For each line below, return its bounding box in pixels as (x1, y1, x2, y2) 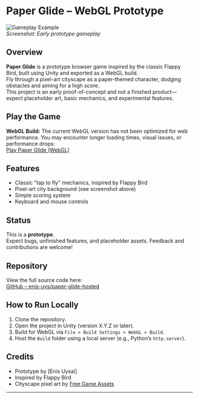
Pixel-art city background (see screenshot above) (14, 186, 136, 193)
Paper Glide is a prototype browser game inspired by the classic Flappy (6, 63, 181, 70)
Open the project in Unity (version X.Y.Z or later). (14, 322, 134, 329)
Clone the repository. (14, 315, 66, 323)
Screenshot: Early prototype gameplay (6, 30, 101, 37)
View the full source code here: (6, 277, 83, 283)
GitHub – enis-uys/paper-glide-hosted (6, 283, 99, 290)
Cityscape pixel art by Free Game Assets (14, 380, 114, 387)
